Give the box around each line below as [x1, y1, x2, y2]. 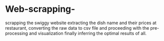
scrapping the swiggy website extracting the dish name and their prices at [5, 20, 157, 26]
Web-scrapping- [5, 3, 75, 15]
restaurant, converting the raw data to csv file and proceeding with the [5, 25, 150, 31]
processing [5, 30, 28, 36]
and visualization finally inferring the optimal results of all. [29, 30, 147, 36]
